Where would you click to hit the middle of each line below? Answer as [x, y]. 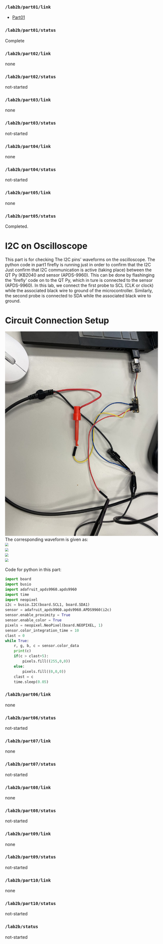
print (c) [23, 651]
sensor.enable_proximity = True [38, 615]
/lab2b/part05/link [28, 193]
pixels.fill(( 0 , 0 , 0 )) [44, 671]
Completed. [17, 226]
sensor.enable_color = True [33, 620]
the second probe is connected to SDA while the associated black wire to [78, 296]
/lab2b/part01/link [28, 7]
